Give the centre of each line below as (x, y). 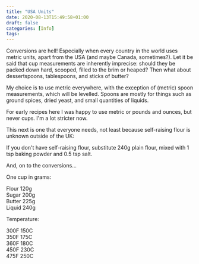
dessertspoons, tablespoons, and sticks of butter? (67, 76)
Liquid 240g (21, 208)
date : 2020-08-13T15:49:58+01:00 (48, 17)
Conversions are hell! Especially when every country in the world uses (92, 51)
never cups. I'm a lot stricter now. (47, 118)
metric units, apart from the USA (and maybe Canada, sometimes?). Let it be (100, 57)
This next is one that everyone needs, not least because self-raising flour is (98, 130)
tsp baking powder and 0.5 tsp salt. (49, 154)
